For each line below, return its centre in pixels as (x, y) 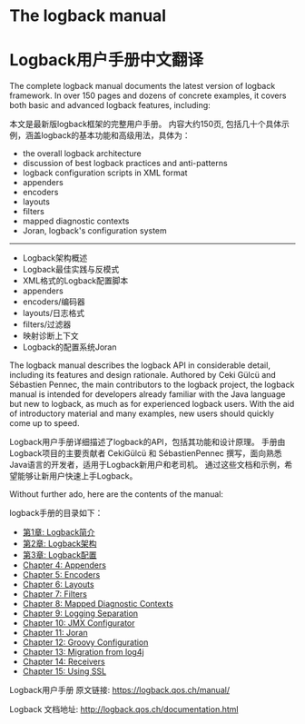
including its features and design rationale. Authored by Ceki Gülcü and (143, 375)
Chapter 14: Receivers (64, 662)
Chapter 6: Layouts (58, 585)
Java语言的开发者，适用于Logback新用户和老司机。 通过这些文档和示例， (147, 465)
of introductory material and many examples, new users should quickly (142, 413)
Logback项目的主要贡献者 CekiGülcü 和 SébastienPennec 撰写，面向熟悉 (146, 453)
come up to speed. (44, 423)
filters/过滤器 (47, 324)
